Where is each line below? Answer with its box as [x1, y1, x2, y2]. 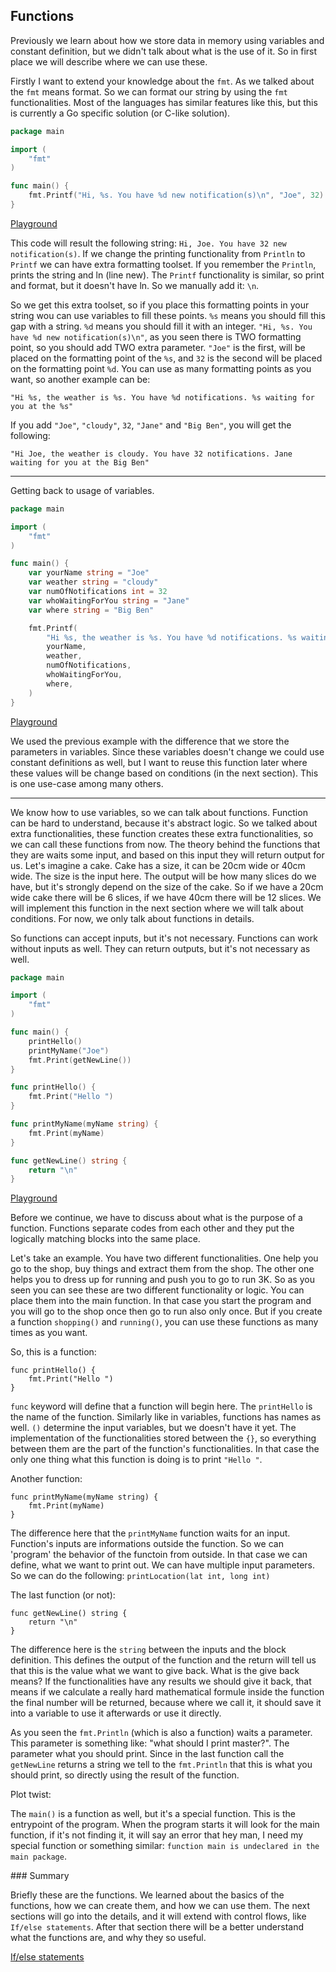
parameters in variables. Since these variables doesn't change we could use [10, 745, 325, 758]
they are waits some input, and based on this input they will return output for [10, 849, 325, 861]
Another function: [10, 1473, 83, 1485]
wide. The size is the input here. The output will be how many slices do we [10, 870, 317, 882]
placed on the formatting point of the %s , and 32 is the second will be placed [10, 352, 323, 364]
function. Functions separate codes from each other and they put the [10, 1222, 295, 1234]
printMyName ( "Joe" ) [28, 1045, 110, 1056]
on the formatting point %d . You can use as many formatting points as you [10, 362, 312, 374]
